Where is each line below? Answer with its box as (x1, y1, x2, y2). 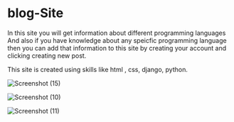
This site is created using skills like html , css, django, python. (7, 65, 188, 73)
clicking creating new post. (7, 51, 87, 60)
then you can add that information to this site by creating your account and (7, 44, 227, 52)
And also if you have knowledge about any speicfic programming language (7, 36, 227, 44)
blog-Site (7, 5, 64, 21)
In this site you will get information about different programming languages (7, 29, 226, 37)
